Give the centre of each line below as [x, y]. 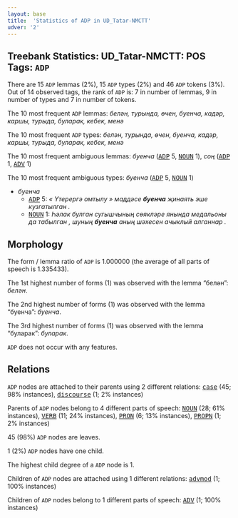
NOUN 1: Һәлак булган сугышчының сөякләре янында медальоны [127, 214]
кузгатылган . [49, 207]
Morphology [35, 244]
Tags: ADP [29, 67]
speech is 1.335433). [38, 269]
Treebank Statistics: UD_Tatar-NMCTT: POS [107, 56]
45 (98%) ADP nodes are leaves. [54, 437]
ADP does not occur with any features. [62, 347]
